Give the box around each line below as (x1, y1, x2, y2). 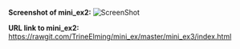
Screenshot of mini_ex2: (8, 8, 92, 17)
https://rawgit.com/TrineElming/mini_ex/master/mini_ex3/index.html (8, 32, 232, 41)
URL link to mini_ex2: (8, 23, 79, 32)
